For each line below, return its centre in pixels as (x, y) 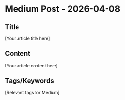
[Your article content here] (31, 65)
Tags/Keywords (30, 81)
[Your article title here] (27, 38)
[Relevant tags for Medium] (32, 92)
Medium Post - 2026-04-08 (63, 9)
